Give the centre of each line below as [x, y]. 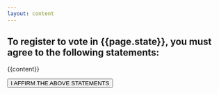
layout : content [31, 14]
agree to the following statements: [83, 53]
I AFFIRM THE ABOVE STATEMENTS [60, 84]
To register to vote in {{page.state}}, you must [109, 42]
